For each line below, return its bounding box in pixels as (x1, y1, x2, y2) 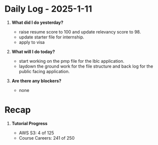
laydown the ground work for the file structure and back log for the (19, 63, 153, 69)
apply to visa (19, 39, 45, 45)
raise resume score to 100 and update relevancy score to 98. (19, 29, 141, 35)
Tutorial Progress (11, 120, 48, 126)
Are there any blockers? (11, 78, 61, 84)
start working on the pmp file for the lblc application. (19, 58, 125, 64)
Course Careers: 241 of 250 (19, 135, 75, 141)
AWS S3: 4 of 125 (19, 130, 54, 136)
